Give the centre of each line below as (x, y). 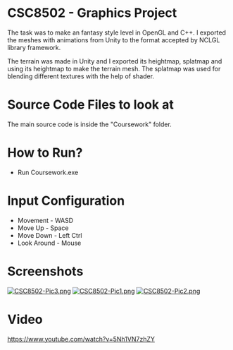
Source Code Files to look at (90, 105)
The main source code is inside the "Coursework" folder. (90, 124)
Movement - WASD (45, 220)
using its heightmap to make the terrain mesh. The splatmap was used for (114, 68)
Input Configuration (66, 201)
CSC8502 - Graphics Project (92, 13)
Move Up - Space (43, 228)
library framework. (34, 47)
